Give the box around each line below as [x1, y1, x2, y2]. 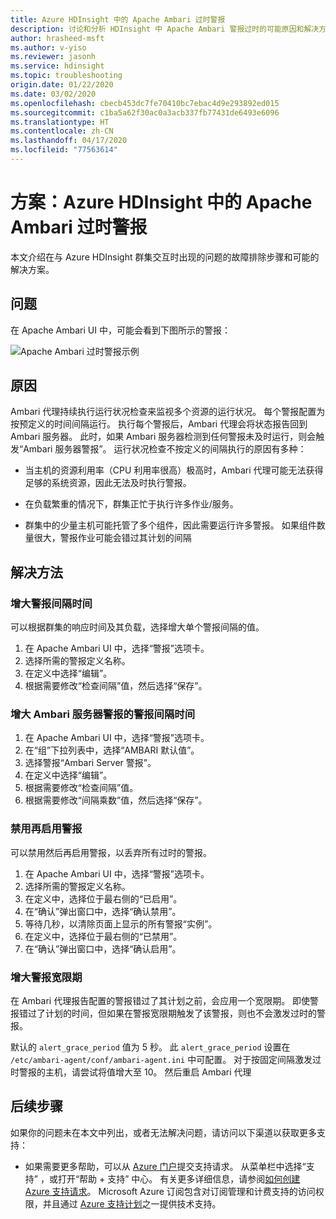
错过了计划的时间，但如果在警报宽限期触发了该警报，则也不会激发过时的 [18, 1007, 317, 1020]
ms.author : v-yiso [10, 42, 87, 53]
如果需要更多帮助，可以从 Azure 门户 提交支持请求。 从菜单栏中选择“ [24, 1160, 307, 1172]
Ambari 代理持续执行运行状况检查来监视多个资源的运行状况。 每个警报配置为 [10, 406, 326, 418]
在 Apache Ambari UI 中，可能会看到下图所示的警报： [10, 324, 231, 336]
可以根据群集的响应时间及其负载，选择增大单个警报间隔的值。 [10, 621, 265, 633]
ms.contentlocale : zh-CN [10, 126, 114, 136]
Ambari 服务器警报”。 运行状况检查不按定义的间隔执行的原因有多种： [23, 443, 307, 455]
